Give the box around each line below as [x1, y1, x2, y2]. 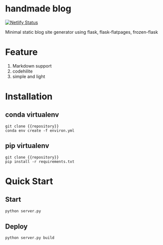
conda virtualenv [5, 110, 59, 119]
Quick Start [5, 175, 53, 187]
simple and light [12, 73, 45, 80]
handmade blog [5, 3, 71, 14]
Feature [5, 47, 38, 58]
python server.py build [5, 236, 55, 241]
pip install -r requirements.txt [5, 159, 75, 164]
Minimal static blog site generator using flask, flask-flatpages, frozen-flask [5, 29, 159, 35]
